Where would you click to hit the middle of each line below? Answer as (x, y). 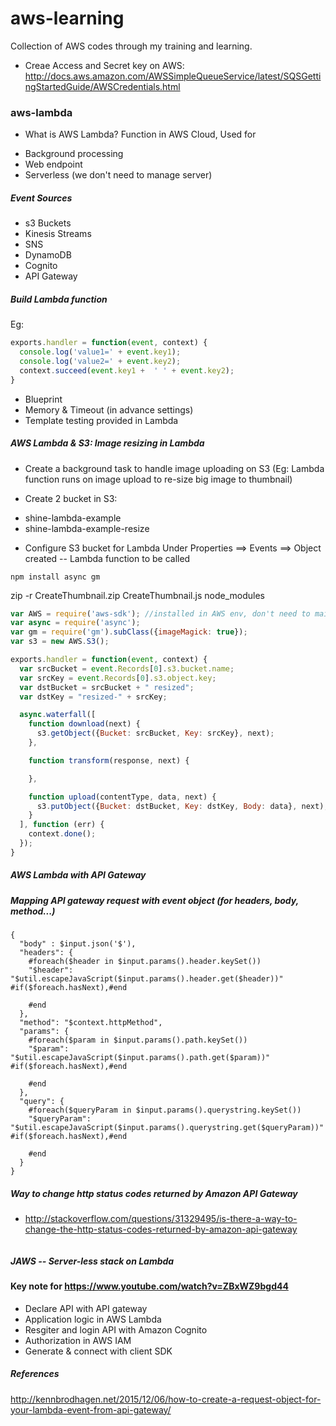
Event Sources (41, 198)
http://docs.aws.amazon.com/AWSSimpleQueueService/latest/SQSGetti (173, 76)
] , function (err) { (62, 825)
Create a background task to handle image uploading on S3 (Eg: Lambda (174, 468)
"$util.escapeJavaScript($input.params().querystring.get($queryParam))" (167, 1128)
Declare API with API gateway (86, 1308)
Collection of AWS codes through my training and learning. (131, 46)
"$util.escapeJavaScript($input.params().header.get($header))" (147, 979)
